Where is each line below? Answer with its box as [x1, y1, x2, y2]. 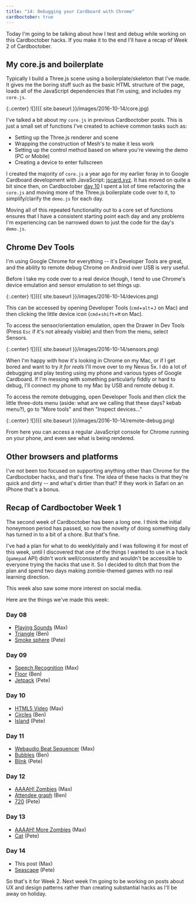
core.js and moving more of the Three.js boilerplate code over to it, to [6, 189, 176, 196]
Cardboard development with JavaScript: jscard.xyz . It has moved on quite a [6, 176, 191, 183]
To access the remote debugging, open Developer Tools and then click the [6, 393, 186, 400]
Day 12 [6, 772, 26, 780]
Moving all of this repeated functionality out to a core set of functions [6, 206, 173, 214]
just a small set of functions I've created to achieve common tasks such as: [6, 122, 187, 130]
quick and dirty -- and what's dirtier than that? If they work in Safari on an [6, 479, 184, 486]
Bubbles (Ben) [14, 751, 50, 758]
